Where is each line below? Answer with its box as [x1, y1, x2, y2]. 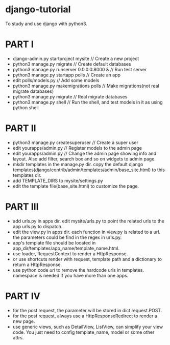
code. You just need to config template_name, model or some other [12, 329, 155, 335]
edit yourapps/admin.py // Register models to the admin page [12, 145, 142, 151]
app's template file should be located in [12, 239, 96, 246]
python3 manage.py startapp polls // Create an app [12, 72, 121, 78]
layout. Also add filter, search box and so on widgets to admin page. [12, 155, 156, 162]
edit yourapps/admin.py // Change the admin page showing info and [12, 150, 157, 156]
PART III [5, 201, 39, 212]
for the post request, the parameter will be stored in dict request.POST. [12, 307, 162, 313]
